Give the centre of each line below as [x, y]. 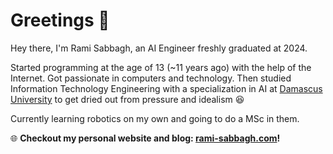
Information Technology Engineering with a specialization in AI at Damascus [166, 88]
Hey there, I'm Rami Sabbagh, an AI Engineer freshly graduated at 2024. [159, 48]
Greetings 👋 [60, 20]
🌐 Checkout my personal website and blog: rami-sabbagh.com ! [145, 138]
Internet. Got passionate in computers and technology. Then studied [151, 78]
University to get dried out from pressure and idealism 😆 [127, 99]
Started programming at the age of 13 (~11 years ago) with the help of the [161, 67]
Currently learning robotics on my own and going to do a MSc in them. [155, 118]
